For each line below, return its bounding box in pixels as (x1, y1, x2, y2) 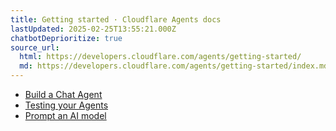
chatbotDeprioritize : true (10, 33, 123, 43)
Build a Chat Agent (24, 89, 103, 100)
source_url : (10, 42, 60, 53)
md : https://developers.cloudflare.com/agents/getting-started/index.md (19, 61, 329, 71)
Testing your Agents (24, 99, 109, 111)
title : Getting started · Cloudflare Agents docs (10, 14, 222, 25)
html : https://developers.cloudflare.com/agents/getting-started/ (19, 52, 302, 62)
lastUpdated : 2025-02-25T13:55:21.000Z (10, 24, 177, 34)
